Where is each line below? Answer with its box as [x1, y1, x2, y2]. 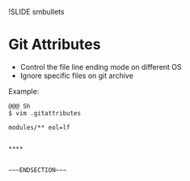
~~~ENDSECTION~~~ [8, 166, 67, 174]
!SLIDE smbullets [8, 7, 65, 16]
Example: [8, 86, 40, 96]
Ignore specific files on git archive [19, 71, 133, 80]
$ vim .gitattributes [8, 109, 82, 117]
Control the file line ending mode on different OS [19, 62, 182, 71]
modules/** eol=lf [8, 123, 70, 131]
